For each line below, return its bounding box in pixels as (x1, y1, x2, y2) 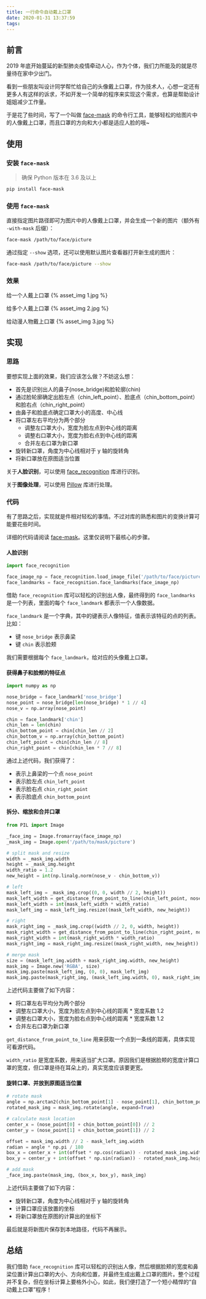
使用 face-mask (6, 201, 50, 210)
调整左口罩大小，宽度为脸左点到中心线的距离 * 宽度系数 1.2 (15, 1007, 164, 1015)
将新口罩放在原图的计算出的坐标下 (15, 1212, 102, 1220)
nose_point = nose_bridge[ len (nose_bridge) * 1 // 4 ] (6, 700, 147, 706)
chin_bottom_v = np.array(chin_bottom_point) (6, 733, 124, 740)
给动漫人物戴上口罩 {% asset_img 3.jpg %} (6, 318, 115, 326)
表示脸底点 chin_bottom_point (15, 793, 91, 800)
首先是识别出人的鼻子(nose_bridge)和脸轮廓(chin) (15, 385, 141, 393)
